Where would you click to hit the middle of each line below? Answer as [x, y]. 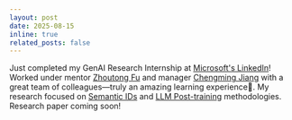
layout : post [34, 17]
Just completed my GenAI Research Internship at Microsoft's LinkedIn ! [141, 68]
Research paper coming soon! [65, 106]
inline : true [34, 34]
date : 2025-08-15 [42, 26]
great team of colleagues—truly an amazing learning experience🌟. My [139, 87]
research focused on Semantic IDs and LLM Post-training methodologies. [146, 97]
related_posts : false [50, 43]
